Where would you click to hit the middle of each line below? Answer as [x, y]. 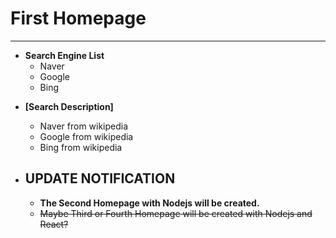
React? [54, 224]
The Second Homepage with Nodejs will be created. [149, 203]
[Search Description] [69, 106]
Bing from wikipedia [81, 147]
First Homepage [78, 18]
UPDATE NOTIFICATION [100, 178]
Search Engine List [64, 55]
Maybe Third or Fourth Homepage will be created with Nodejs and [176, 213]
